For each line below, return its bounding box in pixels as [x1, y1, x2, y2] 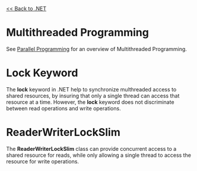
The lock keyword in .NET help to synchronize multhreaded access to [6, 85, 177, 93]
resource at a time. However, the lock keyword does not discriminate [6, 98, 174, 106]
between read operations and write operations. [6, 104, 121, 112]
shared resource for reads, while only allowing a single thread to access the [6, 151, 192, 159]
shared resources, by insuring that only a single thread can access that [6, 92, 180, 99]
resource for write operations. [6, 157, 79, 165]
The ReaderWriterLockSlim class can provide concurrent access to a [6, 145, 177, 152]
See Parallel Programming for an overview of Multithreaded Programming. [6, 45, 187, 52]
